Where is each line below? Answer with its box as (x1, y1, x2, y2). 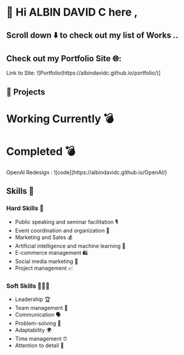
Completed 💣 (6, 145, 76, 159)
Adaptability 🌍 (14, 326, 52, 333)
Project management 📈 (14, 264, 74, 272)
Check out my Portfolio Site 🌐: (6, 53, 122, 64)
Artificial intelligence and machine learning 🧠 (14, 242, 126, 249)
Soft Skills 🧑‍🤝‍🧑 (6, 282, 50, 290)
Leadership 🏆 (14, 296, 51, 303)
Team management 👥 (14, 304, 68, 311)
